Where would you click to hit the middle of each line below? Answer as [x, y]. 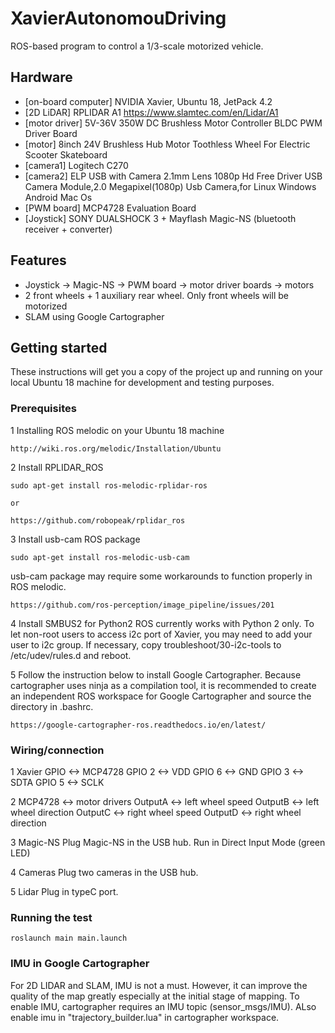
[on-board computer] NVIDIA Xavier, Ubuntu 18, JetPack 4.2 [148, 101]
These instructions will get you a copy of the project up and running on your [166, 372]
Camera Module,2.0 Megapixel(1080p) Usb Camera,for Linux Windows [170, 186]
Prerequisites [43, 409]
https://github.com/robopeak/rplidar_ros [98, 520]
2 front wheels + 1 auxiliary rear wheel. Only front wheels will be [156, 295]
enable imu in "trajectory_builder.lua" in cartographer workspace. [145, 1017]
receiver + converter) [68, 229]
